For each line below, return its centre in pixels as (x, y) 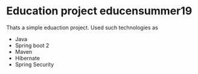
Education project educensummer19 (99, 11)
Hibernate (27, 58)
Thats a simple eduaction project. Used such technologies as (82, 27)
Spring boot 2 (32, 45)
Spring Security (34, 64)
